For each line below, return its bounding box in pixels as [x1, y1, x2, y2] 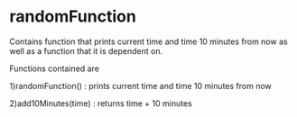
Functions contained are [9, 63, 99, 74]
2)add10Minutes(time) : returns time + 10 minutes [9, 97, 192, 109]
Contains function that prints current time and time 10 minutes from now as [9, 36, 288, 47]
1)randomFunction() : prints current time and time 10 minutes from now [9, 80, 273, 91]
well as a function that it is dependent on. [9, 45, 163, 56]
